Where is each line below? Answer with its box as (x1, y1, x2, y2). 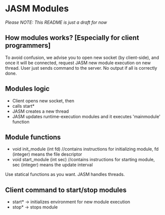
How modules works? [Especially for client (5, 34, 139, 42)
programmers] (5, 42, 51, 50)
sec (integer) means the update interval (12, 162, 93, 168)
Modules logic (5, 85, 50, 93)
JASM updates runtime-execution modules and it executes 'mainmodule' (12, 113, 161, 119)
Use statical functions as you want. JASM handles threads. (5, 172, 125, 177)
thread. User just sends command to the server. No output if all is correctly (5, 65, 157, 71)
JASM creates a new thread (12, 108, 69, 114)
